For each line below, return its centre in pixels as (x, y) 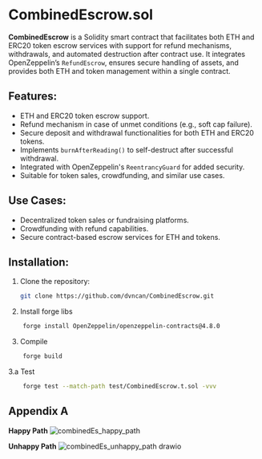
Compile (34, 342)
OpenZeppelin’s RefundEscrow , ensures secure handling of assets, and (123, 63)
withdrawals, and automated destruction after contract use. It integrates (127, 54)
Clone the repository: (55, 282)
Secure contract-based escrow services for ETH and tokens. (120, 237)
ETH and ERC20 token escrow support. (85, 116)
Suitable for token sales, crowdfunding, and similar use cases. (122, 175)
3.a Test (22, 372)
